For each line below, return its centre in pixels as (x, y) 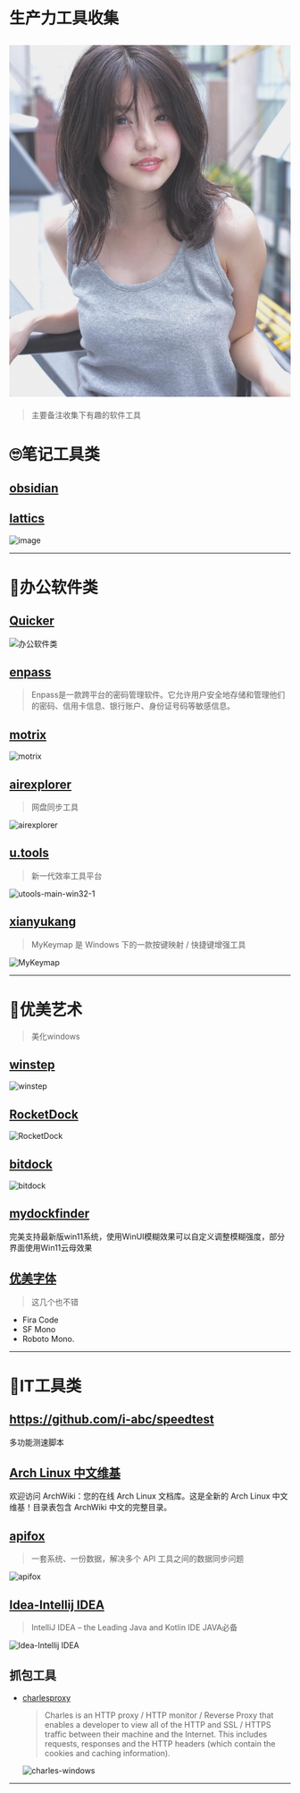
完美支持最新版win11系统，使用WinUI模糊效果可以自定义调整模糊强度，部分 (147, 1236)
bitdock (31, 1164)
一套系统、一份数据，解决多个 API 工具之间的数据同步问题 (137, 1559)
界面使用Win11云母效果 (51, 1247)
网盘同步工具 (54, 807)
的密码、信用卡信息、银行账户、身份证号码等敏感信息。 (133, 706)
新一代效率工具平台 (67, 875)
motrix (28, 735)
